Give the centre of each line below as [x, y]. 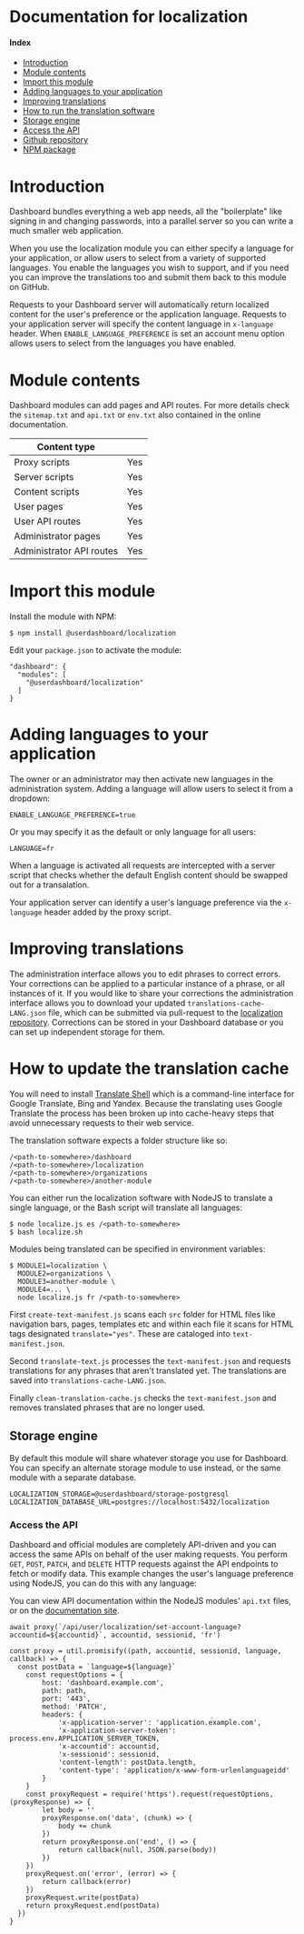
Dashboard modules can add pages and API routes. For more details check [150, 406]
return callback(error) [87, 1882]
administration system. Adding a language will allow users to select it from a [151, 789]
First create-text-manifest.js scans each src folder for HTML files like [142, 1315]
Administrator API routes [66, 551]
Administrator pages [58, 536]
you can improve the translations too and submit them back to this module [148, 277]
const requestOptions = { [75, 1675]
